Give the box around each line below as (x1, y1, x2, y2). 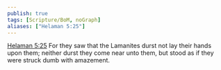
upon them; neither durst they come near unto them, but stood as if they (7, 49, 214, 57)
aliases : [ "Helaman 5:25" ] (7, 23, 85, 30)
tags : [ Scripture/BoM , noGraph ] (7, 16, 101, 23)
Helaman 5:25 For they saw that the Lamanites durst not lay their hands (7, 42, 212, 50)
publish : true (7, 10, 49, 17)
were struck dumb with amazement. (7, 56, 110, 65)
